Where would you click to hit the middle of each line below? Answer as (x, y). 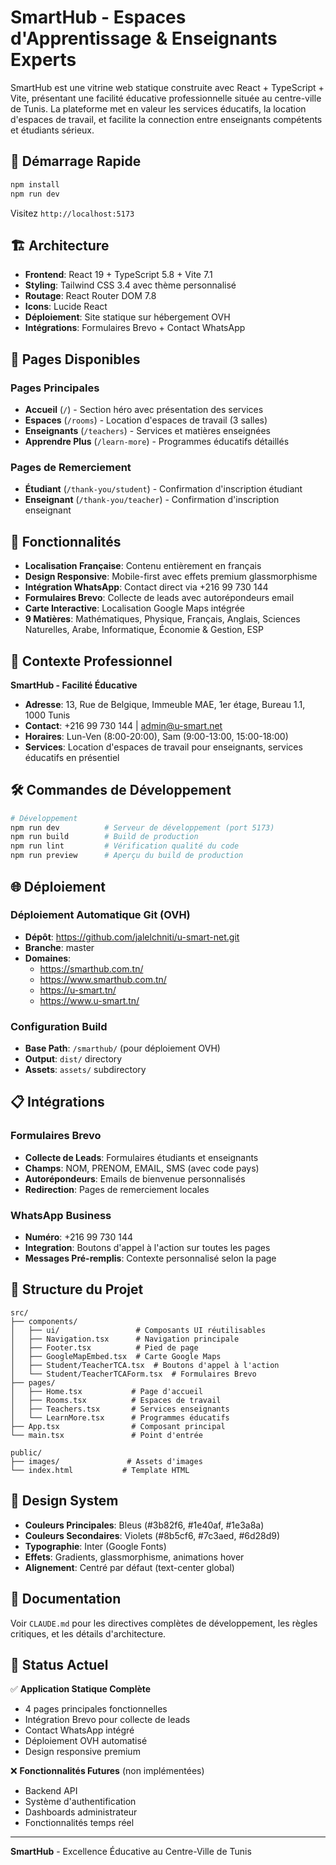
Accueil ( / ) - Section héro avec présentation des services (144, 409)
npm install (35, 184)
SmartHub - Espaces (98, 17)
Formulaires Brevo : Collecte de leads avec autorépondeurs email (159, 598)
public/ (26, 1452)
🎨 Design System (64, 1501)
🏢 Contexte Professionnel (91, 661)
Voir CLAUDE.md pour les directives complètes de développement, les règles (164, 1623)
